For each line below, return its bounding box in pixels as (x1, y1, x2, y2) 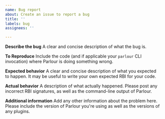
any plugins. (5, 109, 30, 115)
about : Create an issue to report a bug (5, 12, 90, 17)
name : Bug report (5, 7, 41, 12)
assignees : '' (5, 26, 35, 31)
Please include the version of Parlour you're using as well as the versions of (5, 103, 160, 109)
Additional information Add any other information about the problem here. (5, 98, 158, 104)
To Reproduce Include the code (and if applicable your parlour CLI (5, 53, 142, 59)
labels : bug (5, 21, 30, 26)
